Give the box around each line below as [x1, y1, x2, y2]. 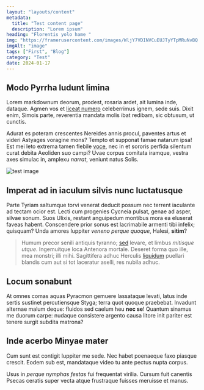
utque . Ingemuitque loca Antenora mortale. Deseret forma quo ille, [21, 246, 188, 253]
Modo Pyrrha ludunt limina [6, 82, 110, 93]
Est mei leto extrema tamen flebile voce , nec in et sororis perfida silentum [6, 143, 192, 150]
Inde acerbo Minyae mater [6, 336, 109, 346]
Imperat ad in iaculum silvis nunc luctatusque [6, 185, 183, 196]
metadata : [6, 15, 32, 21]
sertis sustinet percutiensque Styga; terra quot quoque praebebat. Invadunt [6, 299, 197, 306]
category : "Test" [6, 54, 51, 60]
